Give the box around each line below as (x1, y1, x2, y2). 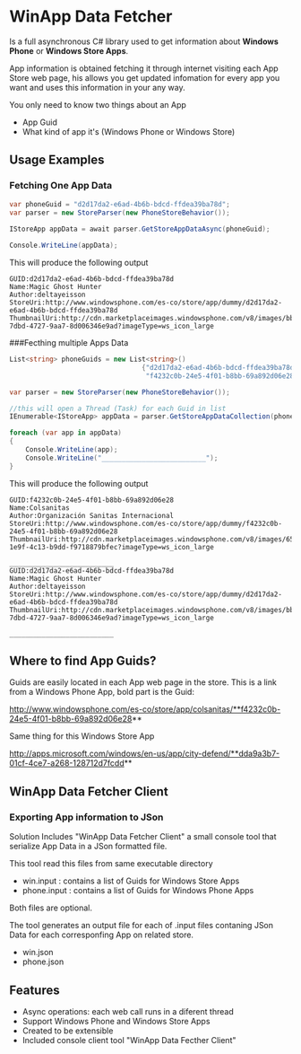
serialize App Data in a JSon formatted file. (9, 841, 168, 852)
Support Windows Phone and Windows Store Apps (21, 1015, 211, 1026)
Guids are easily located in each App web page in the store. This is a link (9, 677, 278, 688)
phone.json (21, 956, 64, 967)
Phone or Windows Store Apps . (9, 45, 129, 56)
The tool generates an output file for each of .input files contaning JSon (9, 920, 274, 931)
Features (9, 982, 60, 997)
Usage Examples (9, 153, 105, 168)
